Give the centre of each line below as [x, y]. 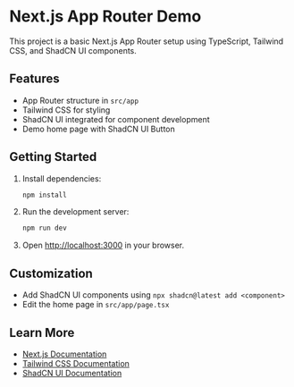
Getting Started [53, 157]
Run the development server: [76, 212]
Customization [51, 273]
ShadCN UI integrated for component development [116, 119]
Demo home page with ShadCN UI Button [99, 129]
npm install [44, 195]
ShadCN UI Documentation [72, 373]
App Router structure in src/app [80, 100]
